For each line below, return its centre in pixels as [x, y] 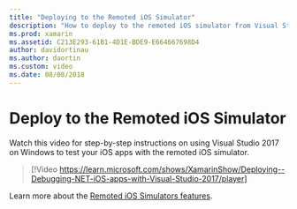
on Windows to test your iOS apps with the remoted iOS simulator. [129, 152]
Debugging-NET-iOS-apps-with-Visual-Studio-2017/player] [139, 178]
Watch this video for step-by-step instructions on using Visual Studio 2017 [145, 143]
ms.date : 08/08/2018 [47, 75]
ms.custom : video [41, 67]
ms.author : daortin [45, 58]
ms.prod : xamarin [41, 34]
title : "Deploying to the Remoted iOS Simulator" [103, 17]
